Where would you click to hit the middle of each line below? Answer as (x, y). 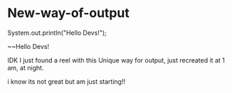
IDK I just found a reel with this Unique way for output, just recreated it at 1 (116, 60)
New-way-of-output (68, 13)
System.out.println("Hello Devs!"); (57, 33)
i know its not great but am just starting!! (67, 81)
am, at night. (26, 67)
